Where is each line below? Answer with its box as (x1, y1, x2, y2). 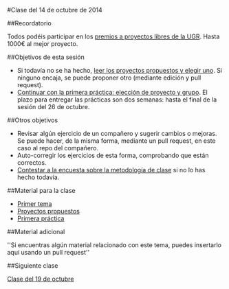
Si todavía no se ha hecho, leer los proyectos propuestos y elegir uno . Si (17, 67, 222, 74)
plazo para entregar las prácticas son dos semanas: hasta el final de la (17, 95, 217, 104)
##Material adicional (7, 228, 65, 235)
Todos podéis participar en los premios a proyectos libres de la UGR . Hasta (7, 32, 220, 41)
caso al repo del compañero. (17, 144, 98, 152)
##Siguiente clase (7, 262, 58, 270)
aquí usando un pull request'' (7, 248, 90, 256)
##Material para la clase (7, 187, 76, 194)
